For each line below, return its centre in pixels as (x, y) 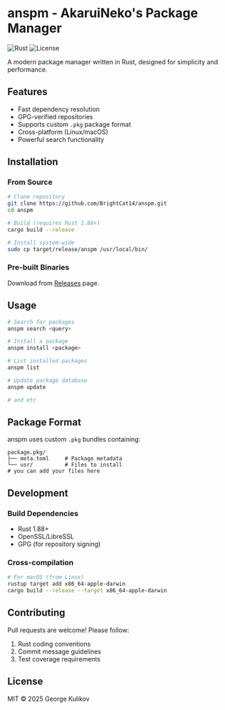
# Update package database (47, 380)
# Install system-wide (41, 243)
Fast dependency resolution (59, 109)
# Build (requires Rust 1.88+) (54, 223)
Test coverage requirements (59, 659)
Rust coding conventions (54, 644)
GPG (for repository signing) (59, 544)
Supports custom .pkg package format (74, 124)
